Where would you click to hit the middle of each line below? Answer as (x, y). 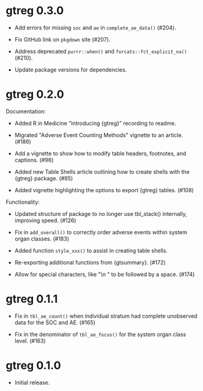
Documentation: (26, 111)
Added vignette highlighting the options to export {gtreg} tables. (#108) (104, 190)
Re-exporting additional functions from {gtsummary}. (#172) (90, 262)
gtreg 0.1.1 (32, 299)
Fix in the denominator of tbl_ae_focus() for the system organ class (100, 334)
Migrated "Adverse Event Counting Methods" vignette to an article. (99, 135)
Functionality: (23, 202)
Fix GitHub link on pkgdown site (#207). (62, 39)
